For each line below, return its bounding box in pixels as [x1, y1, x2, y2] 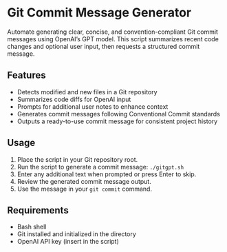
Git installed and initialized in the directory [17, 230, 136, 238]
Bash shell [17, 222, 47, 231]
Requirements [7, 204, 69, 216]
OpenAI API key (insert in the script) [17, 238, 119, 246]
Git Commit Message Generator [7, 5, 191, 21]
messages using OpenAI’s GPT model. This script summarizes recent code [7, 34, 219, 43]
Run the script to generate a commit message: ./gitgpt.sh [17, 162, 184, 171]
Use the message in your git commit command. [17, 185, 153, 193]
